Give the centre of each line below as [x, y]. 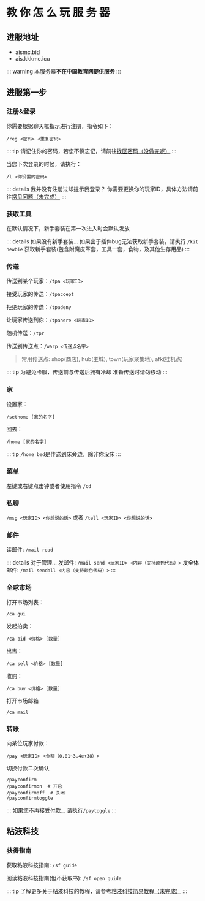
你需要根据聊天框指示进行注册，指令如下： [60, 126]
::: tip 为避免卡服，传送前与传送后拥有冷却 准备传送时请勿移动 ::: [87, 372]
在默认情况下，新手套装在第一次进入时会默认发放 [68, 228]
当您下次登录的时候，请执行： [44, 164]
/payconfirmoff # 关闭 [36, 793]
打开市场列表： [25, 602]
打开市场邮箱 [22, 701]
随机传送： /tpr [25, 333]
